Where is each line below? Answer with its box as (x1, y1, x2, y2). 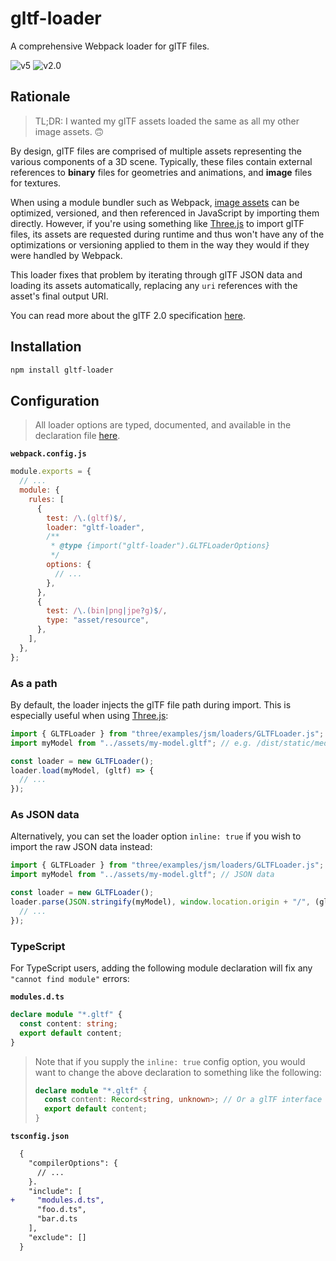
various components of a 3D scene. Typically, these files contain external (10, 155, 313, 167)
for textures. (10, 177, 62, 189)
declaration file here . (34, 430, 121, 442)
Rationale (10, 88, 71, 106)
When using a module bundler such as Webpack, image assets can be (10, 196, 300, 208)
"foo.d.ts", (36, 1205, 87, 1215)
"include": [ (28, 1186, 83, 1196)
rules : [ (28, 494, 65, 504)
